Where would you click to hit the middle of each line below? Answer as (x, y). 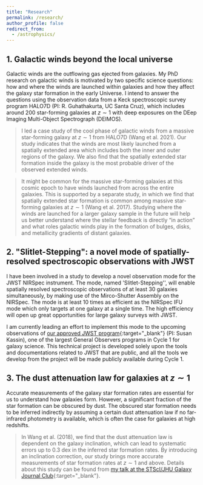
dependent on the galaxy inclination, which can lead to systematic (104, 443)
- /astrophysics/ (34, 35)
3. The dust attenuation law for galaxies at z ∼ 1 (98, 378)
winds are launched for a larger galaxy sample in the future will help (106, 213)
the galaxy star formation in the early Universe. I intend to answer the (93, 93)
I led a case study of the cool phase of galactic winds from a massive (108, 131)
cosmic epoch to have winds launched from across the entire (98, 187)
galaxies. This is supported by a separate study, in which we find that (108, 194)
